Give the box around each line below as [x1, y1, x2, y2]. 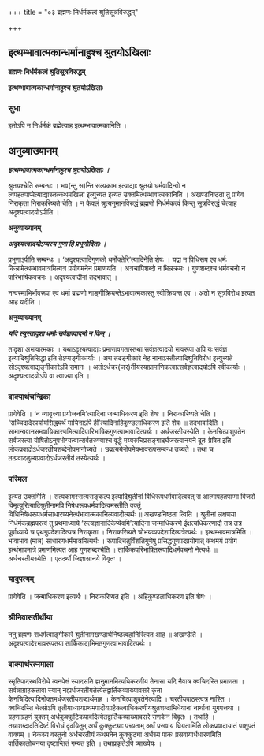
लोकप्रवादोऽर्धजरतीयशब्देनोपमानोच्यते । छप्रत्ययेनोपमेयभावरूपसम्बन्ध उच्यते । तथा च [8, 445, 214, 454]
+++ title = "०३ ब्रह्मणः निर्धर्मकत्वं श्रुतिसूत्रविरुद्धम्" [8, 8, 139, 17]
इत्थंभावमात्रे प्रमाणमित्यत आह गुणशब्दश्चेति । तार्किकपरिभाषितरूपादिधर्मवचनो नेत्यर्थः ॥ [8, 545, 218, 554]
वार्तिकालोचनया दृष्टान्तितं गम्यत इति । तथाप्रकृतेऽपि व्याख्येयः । [8, 739, 162, 748]
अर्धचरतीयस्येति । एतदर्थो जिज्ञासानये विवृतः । [8, 553, 122, 563]
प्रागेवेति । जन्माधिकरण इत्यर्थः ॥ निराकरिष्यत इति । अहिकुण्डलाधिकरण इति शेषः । [8, 591, 212, 601]
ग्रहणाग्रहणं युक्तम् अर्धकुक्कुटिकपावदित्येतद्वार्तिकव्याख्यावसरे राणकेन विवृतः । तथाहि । [8, 712, 215, 721]
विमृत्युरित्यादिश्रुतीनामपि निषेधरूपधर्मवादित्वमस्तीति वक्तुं [8, 501, 141, 510]
